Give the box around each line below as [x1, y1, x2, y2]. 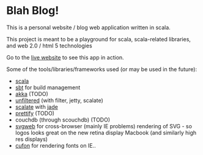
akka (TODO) [15, 90, 49, 97]
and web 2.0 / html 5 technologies [6, 42, 93, 49]
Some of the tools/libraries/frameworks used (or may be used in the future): [6, 65, 197, 73]
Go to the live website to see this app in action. [6, 53, 124, 61]
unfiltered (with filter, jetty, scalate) [15, 97, 104, 104]
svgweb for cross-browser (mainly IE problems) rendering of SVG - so [15, 122, 193, 129]
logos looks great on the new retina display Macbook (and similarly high [15, 129, 197, 136]
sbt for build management [15, 83, 81, 91]
